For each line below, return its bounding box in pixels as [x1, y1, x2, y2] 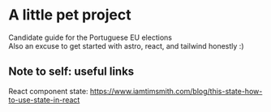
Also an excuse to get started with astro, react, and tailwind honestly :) [8, 41, 244, 50]
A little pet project [8, 6, 131, 24]
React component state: [8, 86, 88, 96]
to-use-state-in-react [8, 95, 80, 105]
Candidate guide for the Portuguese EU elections [8, 32, 173, 42]
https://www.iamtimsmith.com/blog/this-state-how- [89, 86, 263, 96]
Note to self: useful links [8, 65, 135, 79]
